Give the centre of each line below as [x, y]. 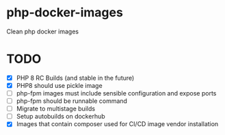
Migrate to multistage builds [56, 109]
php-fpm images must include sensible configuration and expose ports [116, 93]
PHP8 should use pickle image [59, 85]
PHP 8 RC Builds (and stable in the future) [75, 78]
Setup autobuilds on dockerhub [61, 117]
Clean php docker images [43, 31]
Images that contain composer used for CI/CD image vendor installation [117, 124]
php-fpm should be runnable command [72, 101]
